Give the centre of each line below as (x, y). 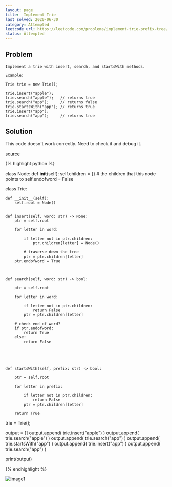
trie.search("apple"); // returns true (50, 98)
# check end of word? (37, 324)
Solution (19, 131)
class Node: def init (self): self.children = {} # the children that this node (81, 173)
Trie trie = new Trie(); (32, 84)
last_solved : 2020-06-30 (32, 19)
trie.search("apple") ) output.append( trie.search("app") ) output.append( (83, 438)
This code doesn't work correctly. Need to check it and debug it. (73, 143)
